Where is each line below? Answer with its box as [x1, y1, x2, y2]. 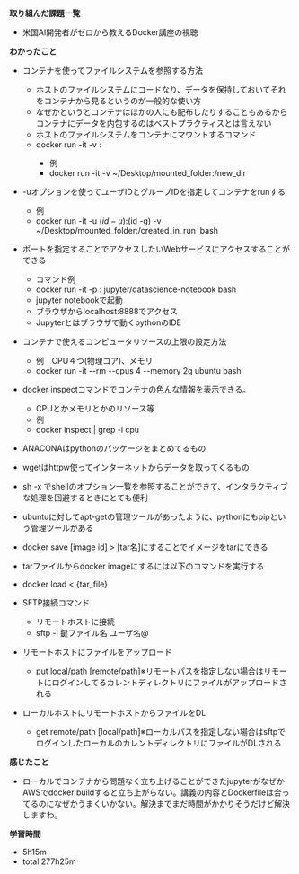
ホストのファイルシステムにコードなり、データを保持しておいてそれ [35, 84, 286, 94]
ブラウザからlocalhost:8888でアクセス [35, 306, 178, 316]
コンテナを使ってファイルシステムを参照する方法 [22, 66, 204, 75]
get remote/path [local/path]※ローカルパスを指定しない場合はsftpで [35, 727, 286, 737]
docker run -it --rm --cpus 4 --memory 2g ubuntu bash [35, 366, 242, 375]
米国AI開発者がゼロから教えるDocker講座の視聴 [22, 27, 199, 38]
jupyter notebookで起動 [35, 295, 123, 305]
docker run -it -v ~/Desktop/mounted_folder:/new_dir [48, 168, 247, 178]
